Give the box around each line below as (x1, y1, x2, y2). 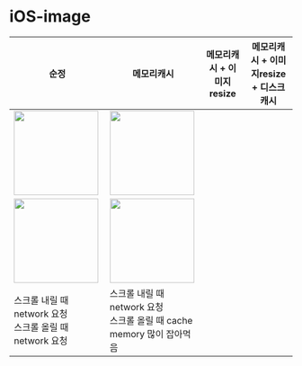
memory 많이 (109, 327, 164, 340)
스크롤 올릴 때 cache (109, 314, 193, 326)
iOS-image (9, 6, 92, 27)
